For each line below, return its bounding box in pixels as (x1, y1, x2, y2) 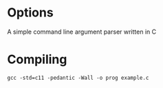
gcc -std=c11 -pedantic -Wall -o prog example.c (7, 74, 149, 81)
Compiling (7, 52, 67, 67)
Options (7, 5, 54, 21)
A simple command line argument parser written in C (7, 27, 157, 36)
